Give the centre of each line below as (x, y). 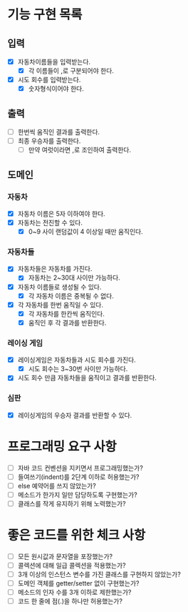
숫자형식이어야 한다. (56, 89)
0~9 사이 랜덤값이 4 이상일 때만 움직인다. (86, 232)
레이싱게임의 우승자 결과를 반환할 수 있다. (75, 415)
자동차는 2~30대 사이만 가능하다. (74, 278)
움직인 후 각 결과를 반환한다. (67, 322)
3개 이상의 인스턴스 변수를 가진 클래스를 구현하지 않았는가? (99, 574)
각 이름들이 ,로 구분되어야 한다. (71, 71)
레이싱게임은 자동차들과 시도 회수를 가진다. (77, 360)
